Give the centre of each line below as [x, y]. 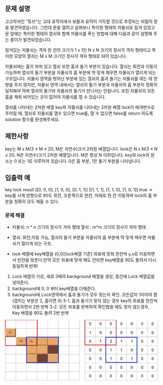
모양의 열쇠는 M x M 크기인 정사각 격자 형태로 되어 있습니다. [71, 56]
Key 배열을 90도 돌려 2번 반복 [41, 312]
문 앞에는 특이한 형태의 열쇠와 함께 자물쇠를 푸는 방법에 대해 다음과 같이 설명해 [79, 34]
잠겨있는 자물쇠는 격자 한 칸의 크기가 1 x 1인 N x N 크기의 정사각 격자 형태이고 [78, 50]
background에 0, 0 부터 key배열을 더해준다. [54, 288]
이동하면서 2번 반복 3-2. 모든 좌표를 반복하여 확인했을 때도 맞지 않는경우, [81, 307]
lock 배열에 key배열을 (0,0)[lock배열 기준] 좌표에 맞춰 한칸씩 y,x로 [75, 254]
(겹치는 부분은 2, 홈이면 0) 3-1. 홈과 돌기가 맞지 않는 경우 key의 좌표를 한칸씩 [85, 300]
